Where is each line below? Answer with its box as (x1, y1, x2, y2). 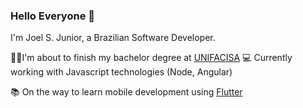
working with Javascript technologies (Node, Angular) (10, 66, 233, 78)
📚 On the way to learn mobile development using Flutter (10, 86, 243, 98)
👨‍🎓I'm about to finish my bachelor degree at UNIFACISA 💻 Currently (10, 52, 293, 64)
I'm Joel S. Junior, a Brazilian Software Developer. (10, 32, 216, 44)
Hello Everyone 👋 (10, 9, 95, 23)
